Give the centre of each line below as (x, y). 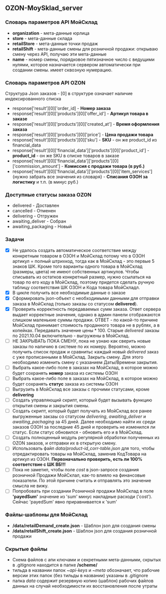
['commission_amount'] (36, 166)
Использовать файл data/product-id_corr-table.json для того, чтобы (83, 448)
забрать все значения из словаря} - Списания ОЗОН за (88, 176)
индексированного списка (33, 99)
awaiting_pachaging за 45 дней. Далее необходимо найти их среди (84, 422)
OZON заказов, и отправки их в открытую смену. (64, 443)
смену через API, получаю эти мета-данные (59, 54)
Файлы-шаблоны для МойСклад (47, 515)
